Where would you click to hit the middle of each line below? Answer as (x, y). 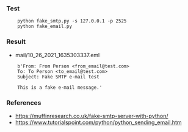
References (24, 103)
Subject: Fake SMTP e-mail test (58, 77)
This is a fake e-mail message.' (60, 87)
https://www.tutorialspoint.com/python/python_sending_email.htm (98, 122)
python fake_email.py (45, 26)
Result (16, 42)
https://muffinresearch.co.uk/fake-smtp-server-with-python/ (92, 116)
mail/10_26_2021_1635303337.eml (57, 55)
